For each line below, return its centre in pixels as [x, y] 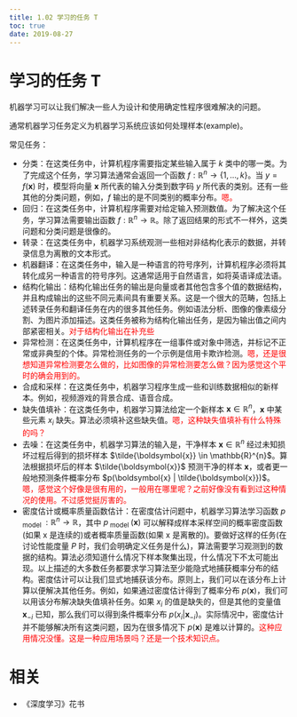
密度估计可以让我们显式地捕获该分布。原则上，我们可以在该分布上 [158, 579]
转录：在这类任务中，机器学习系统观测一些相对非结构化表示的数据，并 [150, 242]
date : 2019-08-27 [41, 34]
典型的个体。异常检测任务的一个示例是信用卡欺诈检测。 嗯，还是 [162, 353]
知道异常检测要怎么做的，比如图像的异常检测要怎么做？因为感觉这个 [154, 364]
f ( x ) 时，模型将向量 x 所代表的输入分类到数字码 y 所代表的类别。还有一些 [155, 186]
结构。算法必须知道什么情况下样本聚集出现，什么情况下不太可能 [154, 557]
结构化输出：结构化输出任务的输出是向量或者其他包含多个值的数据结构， [154, 286]
